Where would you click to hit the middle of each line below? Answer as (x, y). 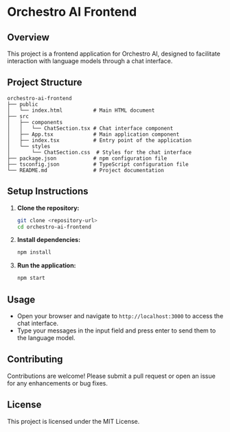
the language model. (46, 337)
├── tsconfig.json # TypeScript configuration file (98, 164)
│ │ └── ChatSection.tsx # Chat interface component (90, 128)
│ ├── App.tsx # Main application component (93, 134)
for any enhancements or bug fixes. (58, 383)
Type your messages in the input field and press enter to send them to (116, 331)
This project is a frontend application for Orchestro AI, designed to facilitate (114, 53)
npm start (31, 278)
